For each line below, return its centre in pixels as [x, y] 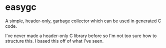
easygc [21, 7]
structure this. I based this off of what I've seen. [54, 41]
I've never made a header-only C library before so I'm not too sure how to [81, 36]
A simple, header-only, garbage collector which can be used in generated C [83, 21]
